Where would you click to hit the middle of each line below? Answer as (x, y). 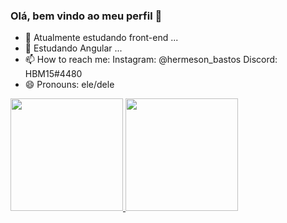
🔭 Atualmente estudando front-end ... (101, 38)
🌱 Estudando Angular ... (73, 48)
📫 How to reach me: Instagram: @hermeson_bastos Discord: (151, 60)
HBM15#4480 (53, 74)
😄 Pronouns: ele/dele (69, 85)
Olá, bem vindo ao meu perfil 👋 (86, 16)
